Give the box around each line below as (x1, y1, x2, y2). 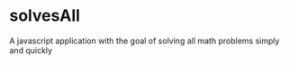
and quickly (9, 44, 52, 55)
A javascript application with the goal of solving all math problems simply (9, 35, 280, 46)
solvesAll (9, 5, 81, 26)
